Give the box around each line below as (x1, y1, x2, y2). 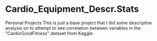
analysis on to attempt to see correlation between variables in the (5, 25, 141, 31)
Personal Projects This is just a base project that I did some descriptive (5, 20, 152, 26)
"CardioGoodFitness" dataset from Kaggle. (5, 30, 94, 36)
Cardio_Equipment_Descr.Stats (5, 3, 139, 15)
